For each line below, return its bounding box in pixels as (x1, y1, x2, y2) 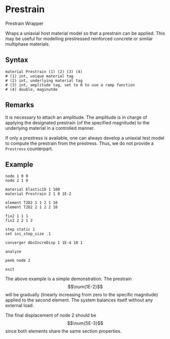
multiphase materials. (5, 41, 50, 47)
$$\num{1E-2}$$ (67, 284, 103, 290)
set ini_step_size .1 (5, 231, 51, 236)
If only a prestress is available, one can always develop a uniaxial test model (5, 134, 165, 141)
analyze (5, 249, 22, 254)
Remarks (5, 100, 35, 110)
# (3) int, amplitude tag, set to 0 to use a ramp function (5, 82, 135, 87)
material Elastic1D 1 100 (5, 187, 60, 192)
